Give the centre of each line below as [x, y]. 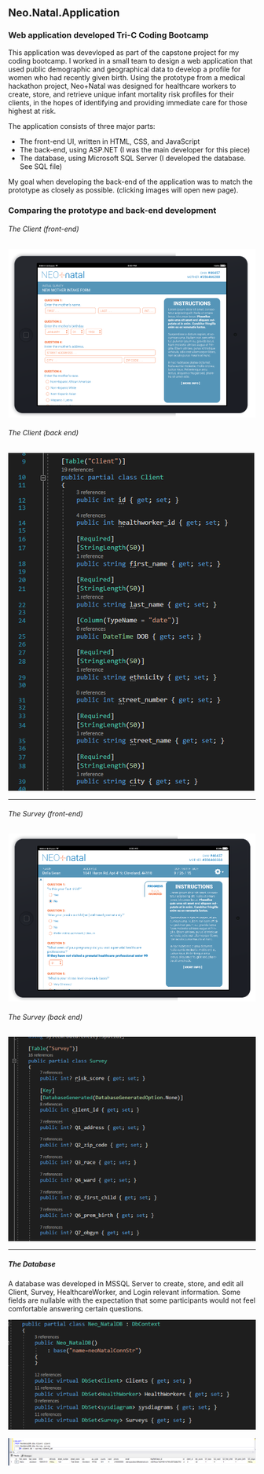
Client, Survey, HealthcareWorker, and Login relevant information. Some [125, 1292]
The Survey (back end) [46, 1017]
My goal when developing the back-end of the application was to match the [130, 181]
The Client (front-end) [44, 229]
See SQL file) [41, 166]
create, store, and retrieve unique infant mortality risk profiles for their [121, 94]
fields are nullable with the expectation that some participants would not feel [132, 1300]
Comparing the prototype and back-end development [112, 210]
